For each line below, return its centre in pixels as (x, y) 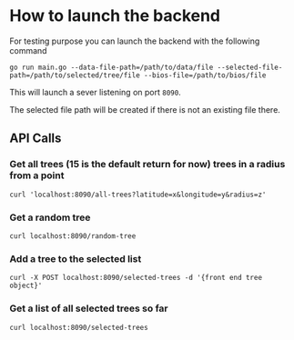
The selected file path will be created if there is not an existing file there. (145, 109)
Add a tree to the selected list (76, 258)
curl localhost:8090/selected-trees (79, 327)
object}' (26, 286)
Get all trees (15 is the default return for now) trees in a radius (147, 165)
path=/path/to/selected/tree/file (75, 75)
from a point (37, 175)
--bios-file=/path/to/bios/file (205, 75)
